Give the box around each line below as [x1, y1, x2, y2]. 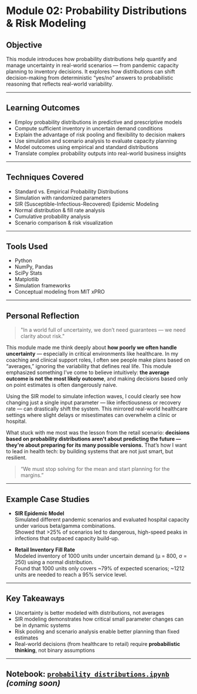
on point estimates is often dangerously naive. [6, 382, 118, 389]
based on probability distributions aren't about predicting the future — [6, 436, 182, 443]
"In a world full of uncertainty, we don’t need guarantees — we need [20, 326, 186, 333]
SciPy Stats [14, 269, 43, 277]
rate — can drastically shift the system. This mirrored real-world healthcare [6, 405, 188, 412]
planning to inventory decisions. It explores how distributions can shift [6, 68, 175, 75]
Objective [6, 40, 43, 50]
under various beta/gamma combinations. [14, 523, 116, 530]
